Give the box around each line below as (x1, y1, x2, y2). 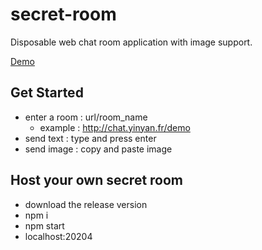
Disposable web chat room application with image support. (10, 36, 253, 48)
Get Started (10, 84, 84, 102)
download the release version (24, 198, 148, 210)
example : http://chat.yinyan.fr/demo (39, 121, 191, 133)
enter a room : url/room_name (24, 111, 148, 123)
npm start (24, 219, 65, 232)
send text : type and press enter (24, 132, 157, 144)
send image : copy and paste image (24, 143, 173, 155)
